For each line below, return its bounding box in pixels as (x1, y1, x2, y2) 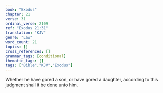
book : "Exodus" (5, 7, 37, 12)
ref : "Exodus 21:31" (5, 26, 49, 31)
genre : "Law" (5, 35, 33, 40)
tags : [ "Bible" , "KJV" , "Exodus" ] (5, 63, 73, 68)
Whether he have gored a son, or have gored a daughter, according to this (5, 77, 158, 83)
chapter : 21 (5, 12, 30, 17)
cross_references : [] (5, 49, 51, 54)
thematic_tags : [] (5, 58, 44, 63)
